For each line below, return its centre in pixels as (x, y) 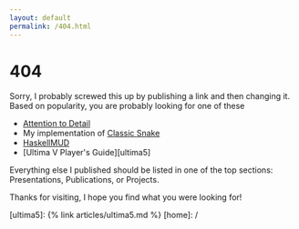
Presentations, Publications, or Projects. (84, 180)
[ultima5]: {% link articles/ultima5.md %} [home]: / (104, 215)
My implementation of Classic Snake (91, 134)
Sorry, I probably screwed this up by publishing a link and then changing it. (149, 96)
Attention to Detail (57, 124)
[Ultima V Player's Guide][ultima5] (87, 153)
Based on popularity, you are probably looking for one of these (127, 106)
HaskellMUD (46, 143)
